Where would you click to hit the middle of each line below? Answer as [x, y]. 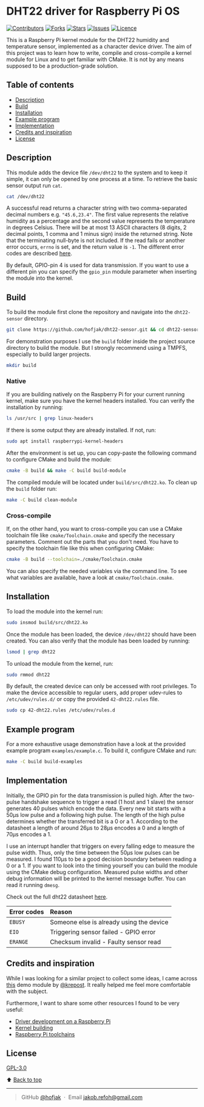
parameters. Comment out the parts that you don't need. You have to [93, 542]
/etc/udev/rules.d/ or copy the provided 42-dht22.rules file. [83, 699]
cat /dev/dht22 [25, 196]
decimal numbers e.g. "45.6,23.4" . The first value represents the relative [97, 215]
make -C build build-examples [45, 762]
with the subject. [27, 991]
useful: [15, 1009]
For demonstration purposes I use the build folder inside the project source [101, 341]
